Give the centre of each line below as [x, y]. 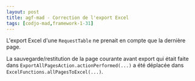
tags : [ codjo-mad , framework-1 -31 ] [50, 23]
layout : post [23, 12]
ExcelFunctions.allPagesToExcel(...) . [55, 72]
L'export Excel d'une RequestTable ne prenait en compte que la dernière [96, 41]
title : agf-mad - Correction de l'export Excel [68, 18]
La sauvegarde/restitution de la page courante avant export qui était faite [98, 59]
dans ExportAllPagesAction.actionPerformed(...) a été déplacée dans [95, 65]
